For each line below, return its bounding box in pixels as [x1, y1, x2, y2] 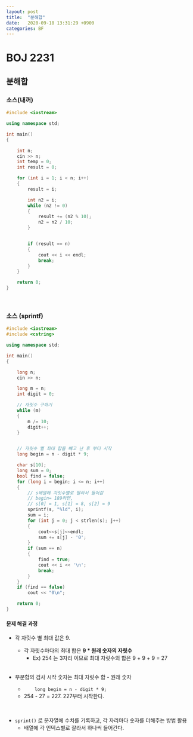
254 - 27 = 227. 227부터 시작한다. [23, 693, 104, 700]
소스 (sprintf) [6, 311, 43, 320]
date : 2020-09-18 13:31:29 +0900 [6, 20, 95, 26]
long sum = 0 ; [17, 467, 52, 474]
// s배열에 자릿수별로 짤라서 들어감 [27, 490, 104, 496]
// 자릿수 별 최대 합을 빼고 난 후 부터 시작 [17, 446, 112, 452]
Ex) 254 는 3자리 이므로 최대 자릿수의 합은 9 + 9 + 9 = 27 [32, 655, 168, 662]
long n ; [17, 369, 36, 375]
